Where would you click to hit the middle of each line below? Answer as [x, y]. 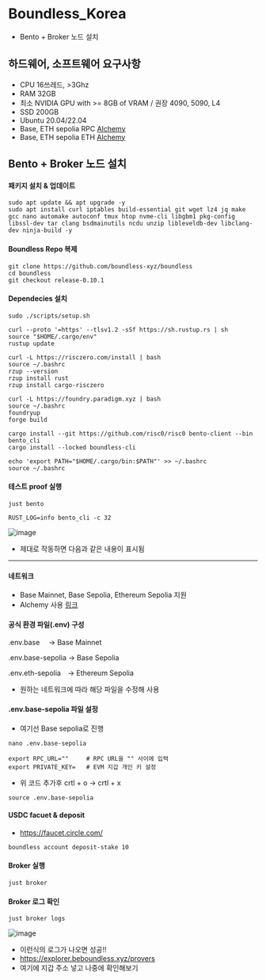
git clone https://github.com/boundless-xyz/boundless [101, 266]
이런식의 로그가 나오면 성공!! [63, 950]
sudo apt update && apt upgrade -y [67, 203]
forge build [28, 420]
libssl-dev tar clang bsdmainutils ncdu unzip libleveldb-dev [113, 224]
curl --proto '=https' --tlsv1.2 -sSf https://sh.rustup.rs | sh [118, 329]
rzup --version [33, 371]
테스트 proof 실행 [35, 487]
